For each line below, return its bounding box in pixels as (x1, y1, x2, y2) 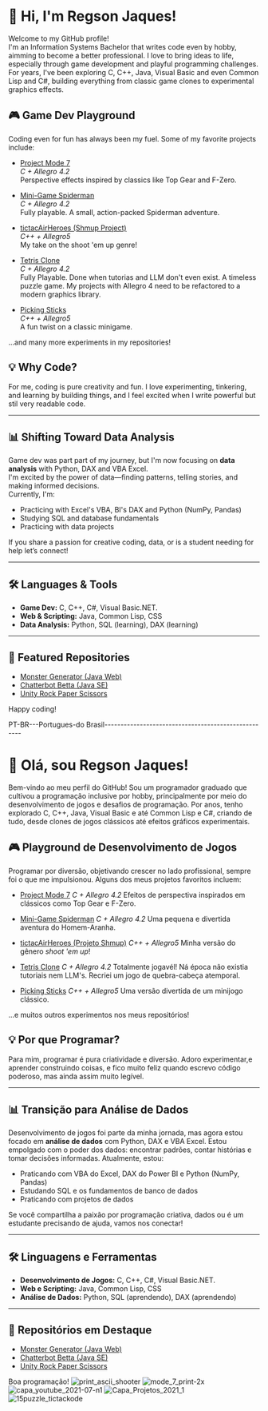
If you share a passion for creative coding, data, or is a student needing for (8, 537, 254, 547)
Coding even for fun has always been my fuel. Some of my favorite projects (8, 134, 257, 143)
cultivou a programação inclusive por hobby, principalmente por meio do (8, 791, 247, 800)
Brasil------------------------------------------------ (86, 719, 259, 729)
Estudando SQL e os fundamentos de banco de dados (19, 1186, 198, 1196)
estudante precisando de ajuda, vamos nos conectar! (8, 1218, 183, 1228)
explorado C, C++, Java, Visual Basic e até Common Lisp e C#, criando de (8, 807, 253, 818)
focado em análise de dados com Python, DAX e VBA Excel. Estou (8, 1137, 227, 1146)
